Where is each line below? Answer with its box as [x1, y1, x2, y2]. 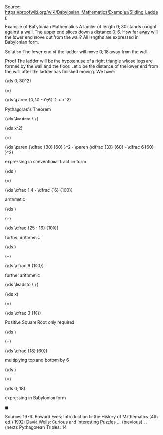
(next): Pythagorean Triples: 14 [5, 424, 67, 430]
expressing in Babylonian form [5, 395, 66, 401]
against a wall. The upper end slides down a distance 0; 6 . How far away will [5, 29, 158, 35]
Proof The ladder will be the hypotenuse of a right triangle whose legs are [5, 58, 153, 64]
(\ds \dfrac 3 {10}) [5, 310, 41, 316]
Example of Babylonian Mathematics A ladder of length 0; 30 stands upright [5, 24, 157, 30]
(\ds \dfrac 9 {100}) [5, 263, 44, 269]
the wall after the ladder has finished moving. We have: [5, 69, 115, 75]
